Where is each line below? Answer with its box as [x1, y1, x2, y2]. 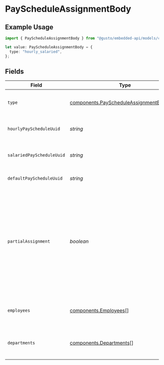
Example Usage [5, 23, 54, 31]
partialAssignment [7, 239, 50, 244]
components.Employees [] [70, 307, 129, 314]
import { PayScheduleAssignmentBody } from [5, 36, 95, 41]
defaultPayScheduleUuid [7, 176, 63, 182]
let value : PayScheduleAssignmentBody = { [5, 45, 93, 49]
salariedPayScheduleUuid [7, 153, 65, 158]
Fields [5, 67, 24, 75]
